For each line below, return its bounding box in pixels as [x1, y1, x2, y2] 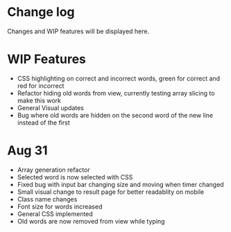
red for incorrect [17, 81, 65, 90]
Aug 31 [7, 143, 48, 159]
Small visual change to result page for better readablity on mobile [17, 188, 205, 196]
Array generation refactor [17, 166, 90, 174]
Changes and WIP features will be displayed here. [7, 27, 150, 35]
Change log [7, 4, 75, 20]
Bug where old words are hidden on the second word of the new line [17, 111, 214, 119]
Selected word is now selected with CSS [17, 172, 133, 181]
